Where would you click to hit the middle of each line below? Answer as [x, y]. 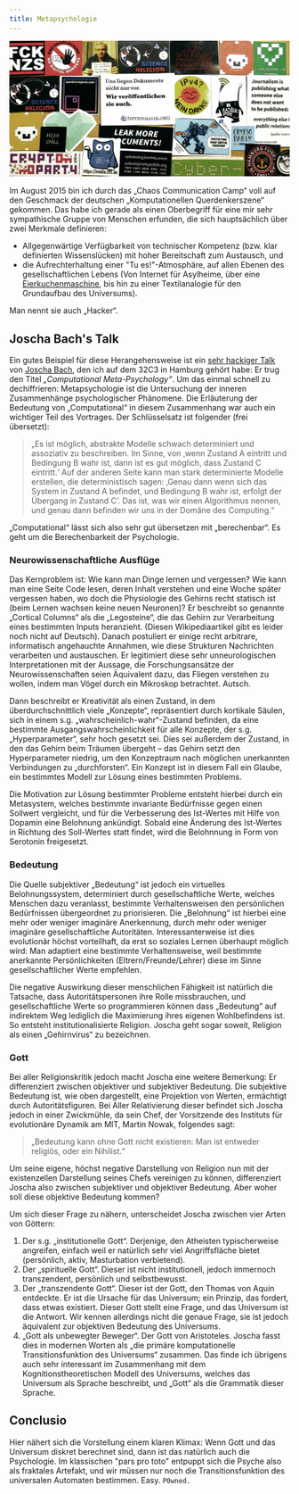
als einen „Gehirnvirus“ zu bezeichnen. [80, 1034]
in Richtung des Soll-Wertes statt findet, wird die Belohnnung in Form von [144, 832]
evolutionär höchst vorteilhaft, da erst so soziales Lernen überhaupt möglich [149, 941]
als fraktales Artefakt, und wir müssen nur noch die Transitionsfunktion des [147, 1470]
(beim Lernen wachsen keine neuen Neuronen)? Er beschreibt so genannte [147, 608]
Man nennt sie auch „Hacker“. [64, 311]
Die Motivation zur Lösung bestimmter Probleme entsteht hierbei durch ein [146, 794]
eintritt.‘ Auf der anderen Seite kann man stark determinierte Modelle [157, 472]
